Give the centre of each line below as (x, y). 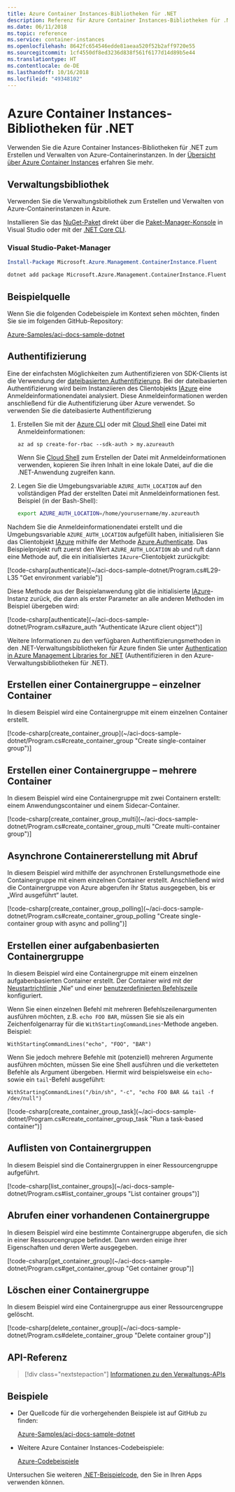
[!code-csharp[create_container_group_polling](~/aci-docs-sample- (106, 909)
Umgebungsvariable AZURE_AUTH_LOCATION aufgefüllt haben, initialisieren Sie (116, 534)
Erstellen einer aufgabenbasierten (83, 945)
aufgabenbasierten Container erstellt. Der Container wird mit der (100, 981)
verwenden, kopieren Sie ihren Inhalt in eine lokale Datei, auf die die (115, 464)
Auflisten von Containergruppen (79, 1148)
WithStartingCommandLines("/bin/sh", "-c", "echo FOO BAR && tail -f (111, 1092)
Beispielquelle (39, 297)
